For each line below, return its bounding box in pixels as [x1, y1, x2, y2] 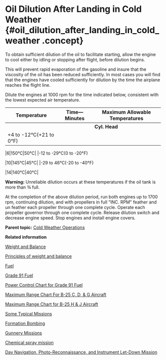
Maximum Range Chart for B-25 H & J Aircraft [5, 301, 98, 307]
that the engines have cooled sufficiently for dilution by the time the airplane [5, 77, 161, 83]
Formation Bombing [5, 320, 45, 326]
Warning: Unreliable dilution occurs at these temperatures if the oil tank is [5, 179, 156, 185]
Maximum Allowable [102, 108, 151, 115]
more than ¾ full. [5, 184, 40, 190]
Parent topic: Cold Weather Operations [5, 224, 85, 230]
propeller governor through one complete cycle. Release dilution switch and [5, 209, 160, 215]
